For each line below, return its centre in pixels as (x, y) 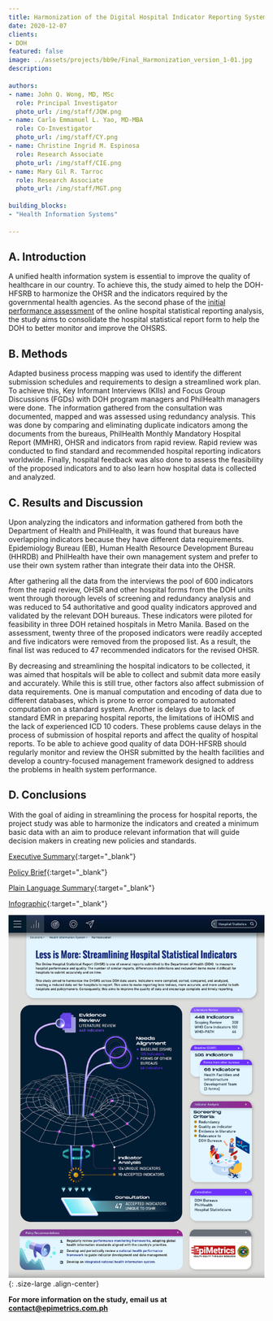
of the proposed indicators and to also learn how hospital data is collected (132, 468)
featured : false (36, 52)
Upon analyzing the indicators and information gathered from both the (126, 522)
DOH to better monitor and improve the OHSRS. (88, 328)
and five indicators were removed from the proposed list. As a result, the (130, 641)
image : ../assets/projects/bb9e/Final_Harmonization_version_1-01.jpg (130, 60)
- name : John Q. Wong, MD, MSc (61, 94)
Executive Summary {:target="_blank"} (72, 856)
